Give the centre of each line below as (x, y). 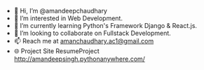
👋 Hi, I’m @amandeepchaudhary (60, 11)
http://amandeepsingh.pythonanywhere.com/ (80, 59)
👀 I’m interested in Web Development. (68, 18)
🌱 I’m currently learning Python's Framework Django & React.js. (106, 26)
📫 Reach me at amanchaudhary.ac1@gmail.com (84, 41)
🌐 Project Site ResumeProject (56, 51)
